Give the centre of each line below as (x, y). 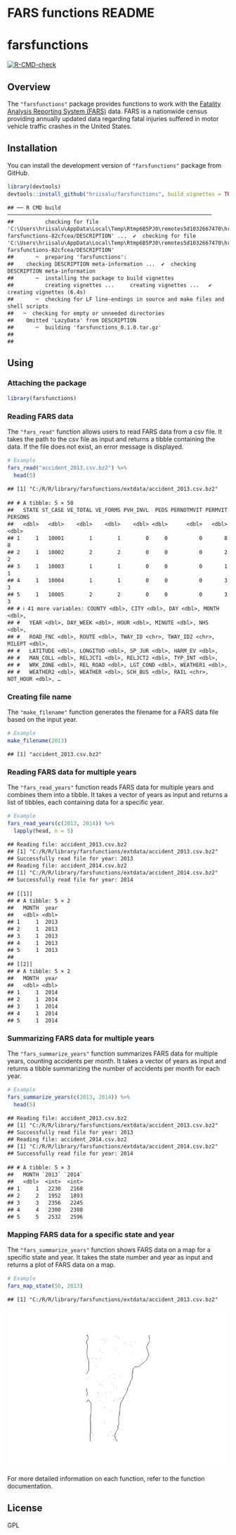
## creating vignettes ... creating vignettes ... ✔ (110, 285)
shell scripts (28, 306)
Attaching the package (47, 383)
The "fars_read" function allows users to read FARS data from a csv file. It (115, 432)
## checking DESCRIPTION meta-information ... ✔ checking (102, 264)
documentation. (30, 1486)
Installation (32, 148)
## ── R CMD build (34, 208)
